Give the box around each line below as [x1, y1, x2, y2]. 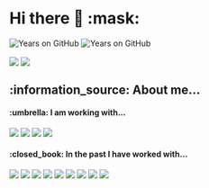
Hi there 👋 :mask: [9, 8, 141, 29]
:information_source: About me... [9, 82, 201, 97]
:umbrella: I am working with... [9, 107, 126, 118]
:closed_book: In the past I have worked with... [9, 148, 188, 160]
